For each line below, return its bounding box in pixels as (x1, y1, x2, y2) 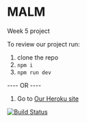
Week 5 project (7, 27, 50, 35)
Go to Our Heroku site (16, 94, 79, 103)
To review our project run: (7, 40, 80, 48)
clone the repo (16, 53, 59, 62)
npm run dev (16, 69, 51, 76)
